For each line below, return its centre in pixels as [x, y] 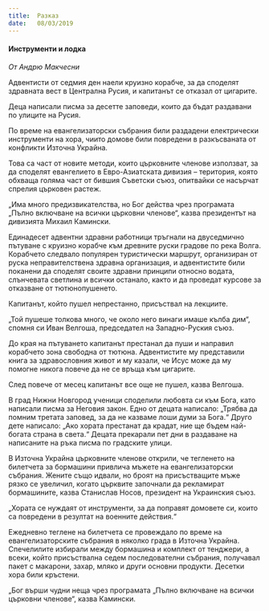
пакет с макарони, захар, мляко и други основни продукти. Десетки [126, 566]
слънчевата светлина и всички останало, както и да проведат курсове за [135, 279]
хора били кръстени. [44, 574]
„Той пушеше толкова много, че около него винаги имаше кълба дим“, [129, 319]
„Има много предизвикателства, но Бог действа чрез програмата [122, 204]
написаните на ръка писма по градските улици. [90, 442]
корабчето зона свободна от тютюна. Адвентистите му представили [126, 352]
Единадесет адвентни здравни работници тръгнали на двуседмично [126, 237]
